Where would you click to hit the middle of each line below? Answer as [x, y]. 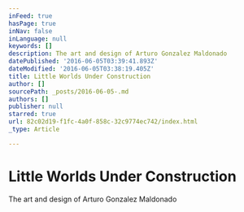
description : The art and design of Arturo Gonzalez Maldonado [118, 54]
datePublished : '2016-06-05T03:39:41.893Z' [83, 62]
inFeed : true [30, 16]
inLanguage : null [38, 39]
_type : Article [34, 129]
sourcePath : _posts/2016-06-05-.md [69, 91]
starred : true [33, 115]
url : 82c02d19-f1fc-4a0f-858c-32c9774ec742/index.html [103, 122]
